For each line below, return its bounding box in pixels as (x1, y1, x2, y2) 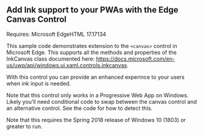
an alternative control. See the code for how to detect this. (6, 104, 153, 112)
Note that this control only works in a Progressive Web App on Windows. (6, 91, 189, 99)
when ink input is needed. (6, 80, 71, 87)
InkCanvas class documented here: (6, 55, 95, 63)
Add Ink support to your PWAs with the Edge (6, 5, 179, 15)
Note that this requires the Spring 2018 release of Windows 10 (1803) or (6, 116, 186, 123)
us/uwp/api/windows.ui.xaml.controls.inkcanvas (6, 61, 127, 69)
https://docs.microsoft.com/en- (96, 55, 176, 63)
